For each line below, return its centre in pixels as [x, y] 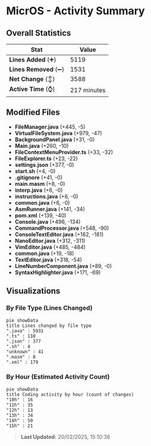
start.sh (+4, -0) [35, 171]
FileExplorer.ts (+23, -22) [46, 158]
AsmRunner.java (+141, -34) [50, 209]
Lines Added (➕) [33, 60]
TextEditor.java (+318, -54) [48, 260]
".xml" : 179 [22, 362]
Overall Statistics [39, 33]
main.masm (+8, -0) [40, 183]
